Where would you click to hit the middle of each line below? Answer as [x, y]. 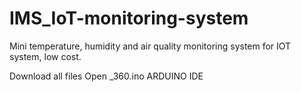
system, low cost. [45, 56]
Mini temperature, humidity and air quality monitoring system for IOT [150, 46]
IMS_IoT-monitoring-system [129, 18]
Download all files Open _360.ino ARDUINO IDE [106, 76]
